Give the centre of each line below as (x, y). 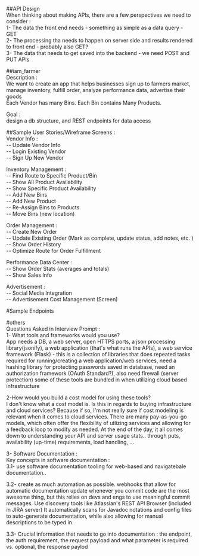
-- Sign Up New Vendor (35, 158)
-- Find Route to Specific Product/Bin (52, 175)
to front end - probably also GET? (47, 47)
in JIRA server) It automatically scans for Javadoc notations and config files (99, 510)
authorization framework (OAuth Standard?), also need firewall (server (92, 373)
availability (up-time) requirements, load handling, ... (70, 442)
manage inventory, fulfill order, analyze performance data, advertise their (96, 90)
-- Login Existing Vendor (36, 151)
